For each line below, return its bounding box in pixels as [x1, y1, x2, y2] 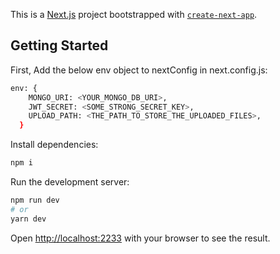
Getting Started [10, 37, 109, 54]
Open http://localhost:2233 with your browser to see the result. [10, 232, 271, 244]
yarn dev [10, 214, 47, 224]
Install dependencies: [10, 139, 99, 151]
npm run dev [10, 195, 60, 206]
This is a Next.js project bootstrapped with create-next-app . [10, 9, 258, 20]
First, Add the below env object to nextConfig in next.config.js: [10, 64, 268, 76]
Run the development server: [10, 176, 130, 188]
